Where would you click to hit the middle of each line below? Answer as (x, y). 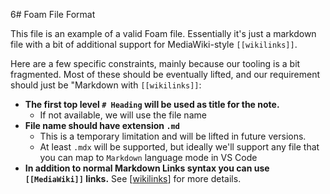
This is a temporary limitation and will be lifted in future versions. (173, 136)
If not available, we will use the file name (123, 115)
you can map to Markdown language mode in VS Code (148, 157)
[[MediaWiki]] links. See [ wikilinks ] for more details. (133, 178)
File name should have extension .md (102, 125)
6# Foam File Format (53, 14)
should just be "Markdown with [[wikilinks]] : (106, 85)
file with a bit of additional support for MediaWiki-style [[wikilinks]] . (154, 44)
